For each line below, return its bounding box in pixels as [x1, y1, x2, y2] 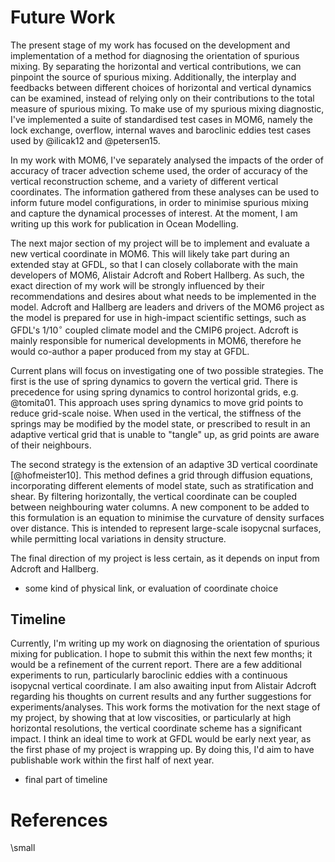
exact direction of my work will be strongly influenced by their [10, 279, 265, 291]
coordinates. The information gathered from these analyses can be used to [10, 186, 320, 198]
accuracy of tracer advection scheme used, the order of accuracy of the [10, 164, 308, 176]
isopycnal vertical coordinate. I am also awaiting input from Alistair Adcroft [10, 680, 317, 692]
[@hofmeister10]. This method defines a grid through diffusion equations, [10, 469, 313, 481]
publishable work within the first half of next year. [10, 754, 215, 766]
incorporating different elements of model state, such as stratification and [10, 479, 314, 491]
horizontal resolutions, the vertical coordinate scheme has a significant [10, 722, 303, 735]
